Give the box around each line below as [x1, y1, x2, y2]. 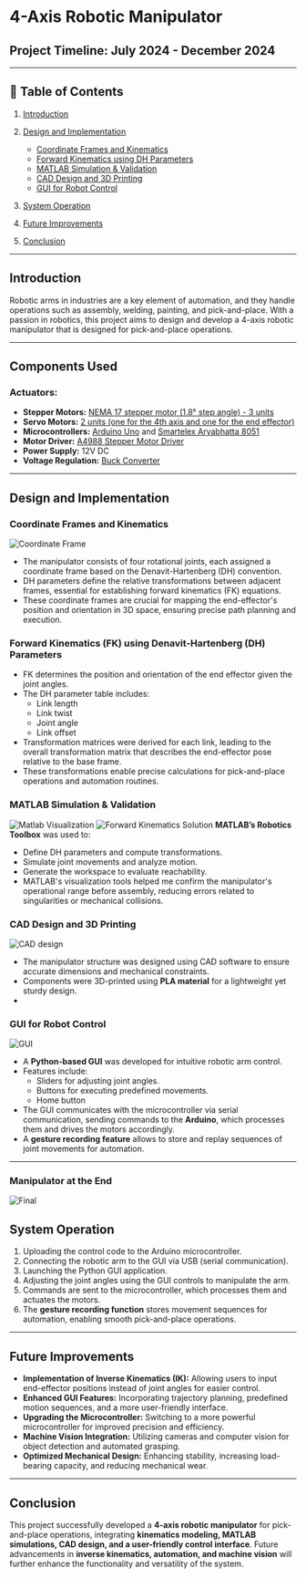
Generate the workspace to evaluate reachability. [22, 866, 208, 877]
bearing [22, 1460, 53, 1471]
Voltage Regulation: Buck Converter [22, 455, 161, 466]
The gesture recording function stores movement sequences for [22, 1304, 268, 1315]
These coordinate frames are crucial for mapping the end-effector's [22, 595, 278, 606]
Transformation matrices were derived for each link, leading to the [22, 737, 271, 748]
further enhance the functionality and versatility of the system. [9, 1558, 244, 1569]
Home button [36, 1095, 87, 1106]
